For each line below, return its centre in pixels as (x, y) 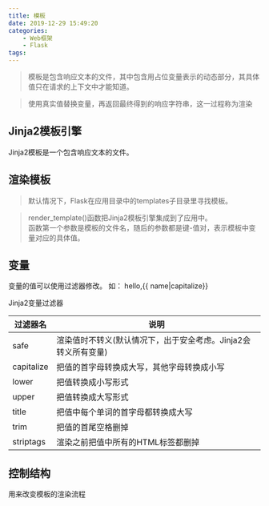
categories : (28, 30)
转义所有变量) (82, 352)
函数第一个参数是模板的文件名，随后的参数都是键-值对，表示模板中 (139, 227)
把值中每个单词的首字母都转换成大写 (124, 412)
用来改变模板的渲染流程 (47, 494)
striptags (29, 442)
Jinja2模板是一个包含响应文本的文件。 (71, 152)
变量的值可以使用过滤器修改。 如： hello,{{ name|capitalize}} (108, 286)
